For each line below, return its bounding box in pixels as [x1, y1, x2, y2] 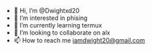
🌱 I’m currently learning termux [13, 21, 102, 29]
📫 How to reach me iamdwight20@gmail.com [13, 37, 145, 44]
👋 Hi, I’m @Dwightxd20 [13, 7, 80, 14]
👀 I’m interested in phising [13, 14, 88, 22]
